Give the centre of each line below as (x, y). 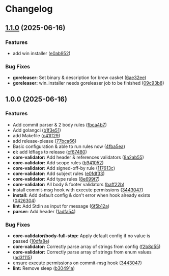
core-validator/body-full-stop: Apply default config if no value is (81, 236)
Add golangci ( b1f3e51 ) (37, 130)
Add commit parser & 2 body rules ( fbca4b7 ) (60, 124)
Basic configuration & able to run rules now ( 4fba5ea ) (69, 146)
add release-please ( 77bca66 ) (45, 141)
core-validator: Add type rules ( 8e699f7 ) (56, 179)
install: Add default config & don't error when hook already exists (81, 195)
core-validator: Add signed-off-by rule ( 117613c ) (64, 168)
